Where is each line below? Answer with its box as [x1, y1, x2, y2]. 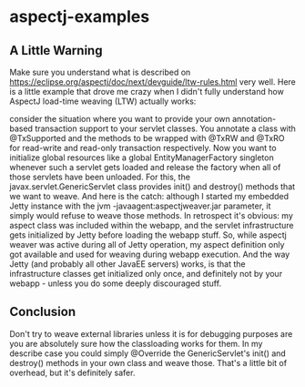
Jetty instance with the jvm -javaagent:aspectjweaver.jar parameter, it [9, 200, 271, 211]
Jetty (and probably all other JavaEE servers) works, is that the [9, 259, 246, 270]
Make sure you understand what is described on [9, 66, 191, 77]
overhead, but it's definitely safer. [9, 367, 136, 378]
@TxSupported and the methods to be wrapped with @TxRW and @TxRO [9, 133, 285, 143]
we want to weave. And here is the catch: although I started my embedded [9, 191, 290, 201]
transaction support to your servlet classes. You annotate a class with [35, 123, 296, 134]
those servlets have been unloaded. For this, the [9, 171, 191, 182]
